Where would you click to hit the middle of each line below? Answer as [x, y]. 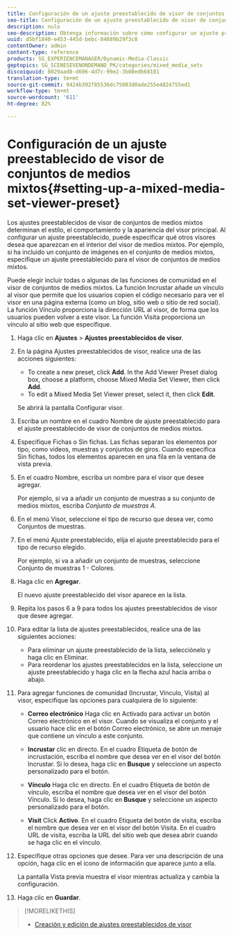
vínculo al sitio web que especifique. [59, 324]
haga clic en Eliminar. [58, 657]
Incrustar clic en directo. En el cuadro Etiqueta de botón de [112, 749]
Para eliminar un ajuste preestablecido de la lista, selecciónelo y [119, 650]
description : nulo [34, 26]
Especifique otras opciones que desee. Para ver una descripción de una [120, 856]
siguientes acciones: [46, 636]
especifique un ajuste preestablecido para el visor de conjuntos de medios [114, 259]
